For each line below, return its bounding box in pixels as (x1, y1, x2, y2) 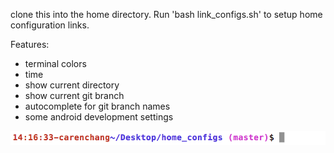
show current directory (24, 79, 120, 91)
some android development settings (24, 111, 174, 123)
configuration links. (10, 19, 90, 31)
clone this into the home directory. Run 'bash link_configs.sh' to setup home (10, 9, 323, 20)
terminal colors (24, 58, 87, 69)
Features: (10, 39, 50, 50)
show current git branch (24, 90, 125, 101)
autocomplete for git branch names (24, 100, 171, 112)
